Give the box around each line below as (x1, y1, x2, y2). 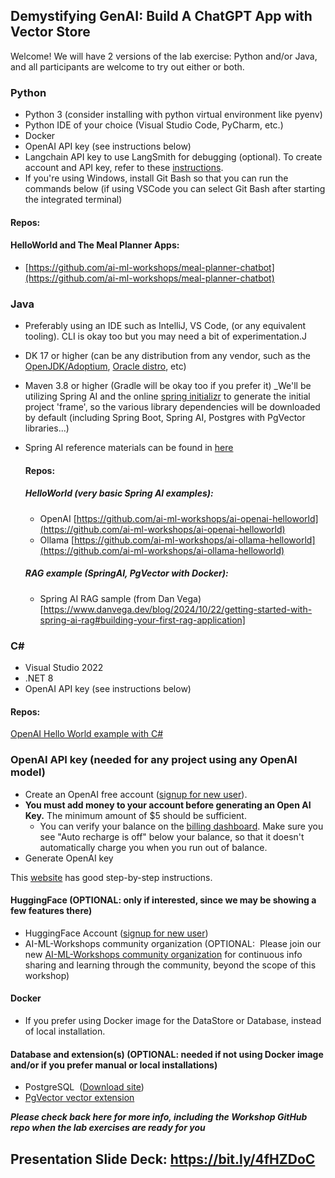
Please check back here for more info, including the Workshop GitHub (10, 1111, 308, 1123)
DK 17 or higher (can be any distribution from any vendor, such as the (24, 350, 312, 362)
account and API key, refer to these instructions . (24, 162, 224, 174)
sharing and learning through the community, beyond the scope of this (24, 959, 317, 971)
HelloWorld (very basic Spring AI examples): (24, 487, 214, 499)
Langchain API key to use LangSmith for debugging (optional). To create (24, 151, 323, 163)
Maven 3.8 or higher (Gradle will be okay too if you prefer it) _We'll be (24, 380, 312, 392)
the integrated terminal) (24, 194, 123, 206)
